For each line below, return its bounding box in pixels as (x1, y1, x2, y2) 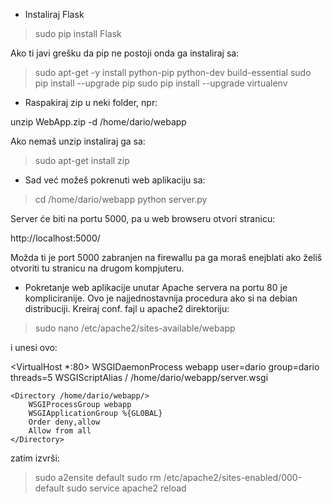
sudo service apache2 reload (66, 482, 187, 494)
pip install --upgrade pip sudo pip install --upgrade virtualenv (34, 77, 288, 89)
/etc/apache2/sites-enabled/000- (163, 472, 303, 483)
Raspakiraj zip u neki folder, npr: (24, 97, 158, 108)
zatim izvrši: (10, 452, 60, 464)
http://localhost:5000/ (10, 232, 101, 244)
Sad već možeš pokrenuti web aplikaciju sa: (24, 174, 206, 186)
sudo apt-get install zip (34, 155, 130, 166)
